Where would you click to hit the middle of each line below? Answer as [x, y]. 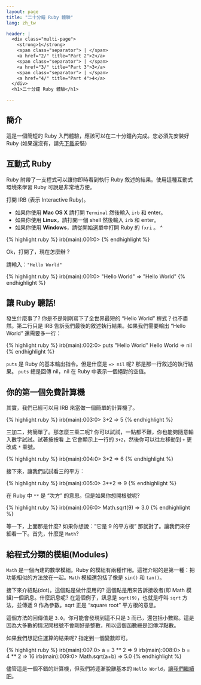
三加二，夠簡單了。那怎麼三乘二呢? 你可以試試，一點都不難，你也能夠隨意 [98, 432]
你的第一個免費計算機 [45, 392]
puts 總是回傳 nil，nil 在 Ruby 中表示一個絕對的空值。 [83, 372]
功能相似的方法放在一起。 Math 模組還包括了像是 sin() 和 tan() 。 [86, 577]
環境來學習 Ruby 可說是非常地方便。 [51, 187]
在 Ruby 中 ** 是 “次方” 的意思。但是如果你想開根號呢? [73, 496]
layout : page [22, 12]
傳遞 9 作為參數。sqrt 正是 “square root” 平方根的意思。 [91, 605]
